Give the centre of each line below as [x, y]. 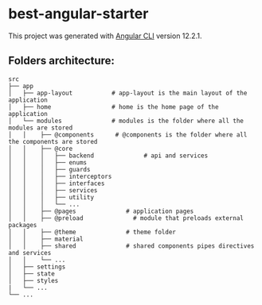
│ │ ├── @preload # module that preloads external [126, 218]
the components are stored [53, 141]
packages [23, 225]
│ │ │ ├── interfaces [57, 183]
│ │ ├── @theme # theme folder [92, 232]
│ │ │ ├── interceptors [60, 176]
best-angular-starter [78, 14]
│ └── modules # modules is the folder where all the [126, 121]
